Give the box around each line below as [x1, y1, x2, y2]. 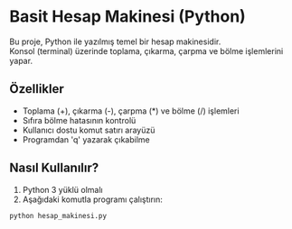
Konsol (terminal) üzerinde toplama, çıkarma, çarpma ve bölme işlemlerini [9, 45, 284, 56]
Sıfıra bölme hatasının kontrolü [22, 114, 137, 125]
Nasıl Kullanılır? [9, 160, 99, 176]
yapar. [9, 55, 33, 66]
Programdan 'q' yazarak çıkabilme [22, 133, 151, 145]
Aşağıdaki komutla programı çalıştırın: [22, 194, 163, 205]
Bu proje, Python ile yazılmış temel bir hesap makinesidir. [9, 36, 221, 47]
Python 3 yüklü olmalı [22, 184, 103, 195]
